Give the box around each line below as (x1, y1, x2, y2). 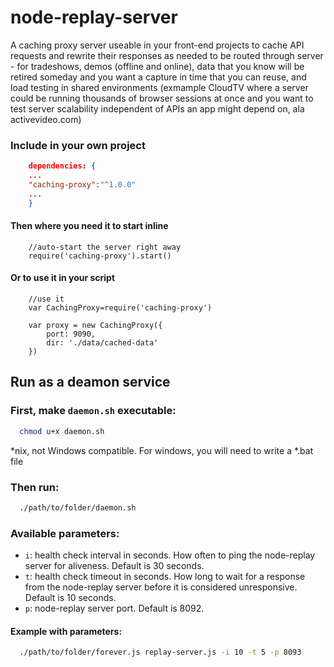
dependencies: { (28, 161, 97, 171)
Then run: (10, 480, 60, 494)
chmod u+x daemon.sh (19, 426, 105, 436)
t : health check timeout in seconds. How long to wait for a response (24, 571, 306, 583)
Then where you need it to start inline (10, 220, 169, 232)
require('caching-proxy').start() (28, 251, 172, 261)
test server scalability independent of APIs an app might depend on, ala (10, 102, 305, 115)
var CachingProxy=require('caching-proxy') (28, 303, 213, 313)
